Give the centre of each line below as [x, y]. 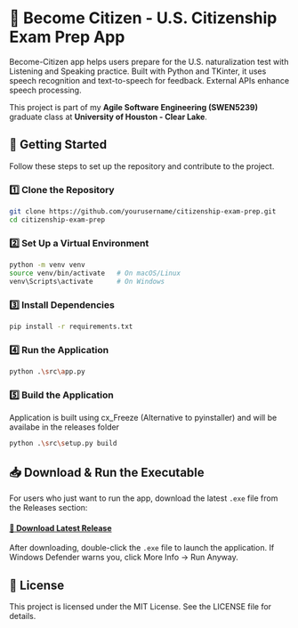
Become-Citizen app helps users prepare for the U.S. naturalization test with [149, 61]
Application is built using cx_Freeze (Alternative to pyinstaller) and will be [143, 418]
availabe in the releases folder [64, 427]
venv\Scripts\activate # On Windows [87, 281]
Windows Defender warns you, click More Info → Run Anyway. [124, 557]
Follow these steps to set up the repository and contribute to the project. [142, 166]
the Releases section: [48, 508]
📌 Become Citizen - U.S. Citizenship [143, 18]
